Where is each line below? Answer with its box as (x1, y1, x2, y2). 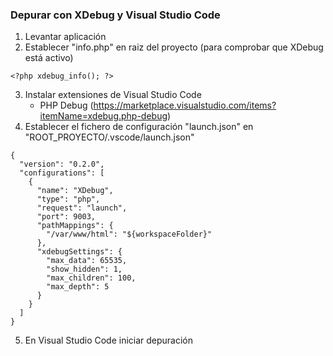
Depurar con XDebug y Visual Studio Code (10, 8, 221, 22)
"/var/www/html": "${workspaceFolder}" (46, 229, 213, 240)
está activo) (24, 52, 74, 64)
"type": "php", (36, 194, 101, 205)
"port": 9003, (36, 212, 97, 222)
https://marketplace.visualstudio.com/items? (93, 99, 277, 112)
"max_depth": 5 (46, 282, 110, 292)
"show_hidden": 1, (46, 264, 123, 275)
